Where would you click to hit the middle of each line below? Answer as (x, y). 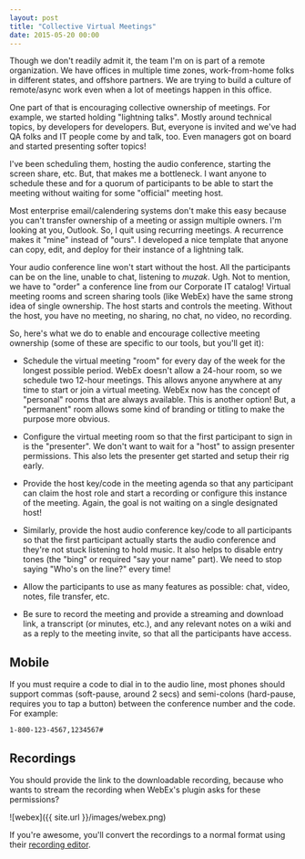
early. (33, 466)
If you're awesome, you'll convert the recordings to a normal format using (147, 835)
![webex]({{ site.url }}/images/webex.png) (88, 817)
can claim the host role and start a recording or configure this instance (155, 493)
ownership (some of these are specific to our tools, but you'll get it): (137, 343)
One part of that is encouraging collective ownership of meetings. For (140, 108)
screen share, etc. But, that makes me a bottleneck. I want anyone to (138, 173)
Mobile (30, 662)
